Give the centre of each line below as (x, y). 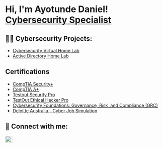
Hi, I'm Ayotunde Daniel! (57, 9)
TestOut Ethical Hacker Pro (40, 100)
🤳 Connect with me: (36, 127)
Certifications (27, 72)
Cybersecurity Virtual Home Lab (46, 51)
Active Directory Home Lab (40, 56)
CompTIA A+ (26, 89)
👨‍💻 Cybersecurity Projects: (49, 39)
